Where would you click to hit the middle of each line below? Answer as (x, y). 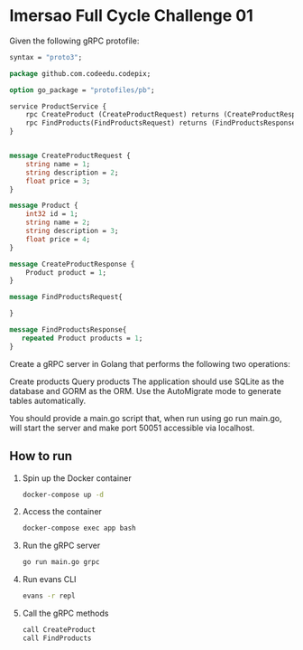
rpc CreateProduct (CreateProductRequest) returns (123, 115)
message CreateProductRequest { (70, 156)
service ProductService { (58, 106)
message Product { (44, 206)
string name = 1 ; (58, 164)
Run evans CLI (49, 579)
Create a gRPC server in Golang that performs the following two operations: (150, 363)
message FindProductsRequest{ (66, 297)
